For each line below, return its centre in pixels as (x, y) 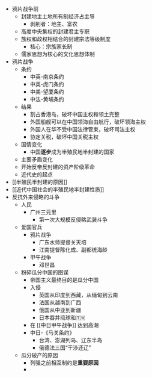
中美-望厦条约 (47, 92)
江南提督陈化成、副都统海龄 (73, 250)
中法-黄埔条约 (47, 99)
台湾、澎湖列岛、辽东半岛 (71, 340)
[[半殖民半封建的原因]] (40, 182)
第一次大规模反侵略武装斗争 (73, 220)
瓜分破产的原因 (39, 355)
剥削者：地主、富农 (54, 24)
